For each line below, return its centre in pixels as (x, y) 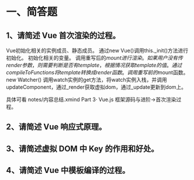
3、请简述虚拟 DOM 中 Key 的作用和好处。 (82, 149)
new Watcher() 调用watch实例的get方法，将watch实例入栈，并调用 (87, 80)
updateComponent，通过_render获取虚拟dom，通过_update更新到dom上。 (96, 87)
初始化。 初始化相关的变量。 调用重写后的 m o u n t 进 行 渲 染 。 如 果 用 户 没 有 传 (94, 58)
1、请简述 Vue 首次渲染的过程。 (63, 35)
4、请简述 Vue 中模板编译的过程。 (68, 170)
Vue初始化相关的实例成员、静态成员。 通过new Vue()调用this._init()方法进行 (97, 51)
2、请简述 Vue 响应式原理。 (56, 127)
